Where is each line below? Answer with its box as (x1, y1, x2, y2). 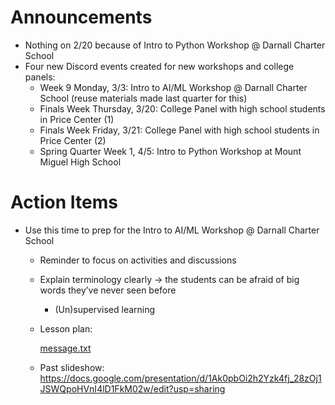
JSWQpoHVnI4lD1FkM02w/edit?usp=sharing (39, 382, 226, 395)
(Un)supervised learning (54, 303, 156, 315)
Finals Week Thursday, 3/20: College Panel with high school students (39, 102, 326, 115)
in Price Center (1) (39, 113, 115, 125)
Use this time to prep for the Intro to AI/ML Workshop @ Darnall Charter (24, 224, 320, 236)
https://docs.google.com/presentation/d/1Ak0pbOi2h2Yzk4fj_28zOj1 (39, 372, 322, 384)
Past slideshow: (39, 361, 105, 373)
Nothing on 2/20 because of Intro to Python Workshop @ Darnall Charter (24, 39, 326, 51)
